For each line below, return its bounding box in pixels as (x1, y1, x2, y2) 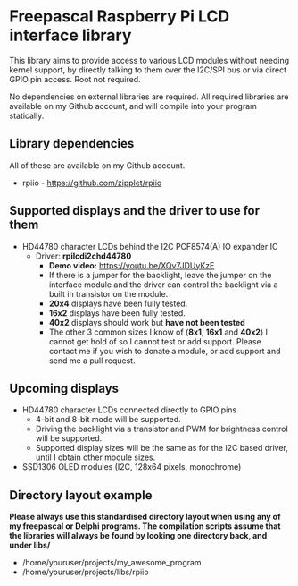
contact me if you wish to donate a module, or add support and (48, 345, 281, 356)
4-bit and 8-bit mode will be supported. (35, 414, 181, 425)
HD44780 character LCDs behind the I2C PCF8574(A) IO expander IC (21, 241, 278, 251)
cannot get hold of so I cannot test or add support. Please (48, 335, 261, 346)
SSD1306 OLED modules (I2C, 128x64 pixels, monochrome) (21, 462, 242, 472)
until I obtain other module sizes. (35, 452, 156, 463)
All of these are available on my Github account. (9, 159, 186, 171)
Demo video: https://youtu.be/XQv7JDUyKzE (48, 259, 215, 270)
